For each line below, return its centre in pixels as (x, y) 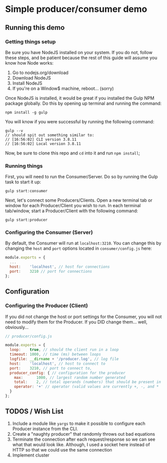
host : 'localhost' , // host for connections (60, 267)
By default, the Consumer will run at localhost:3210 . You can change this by (83, 243)
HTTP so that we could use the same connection (62, 450)
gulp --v (14, 131)
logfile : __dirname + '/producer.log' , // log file (64, 359)
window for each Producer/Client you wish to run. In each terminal (73, 206)
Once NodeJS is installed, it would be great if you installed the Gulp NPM (80, 98)
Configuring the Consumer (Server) (49, 232)
